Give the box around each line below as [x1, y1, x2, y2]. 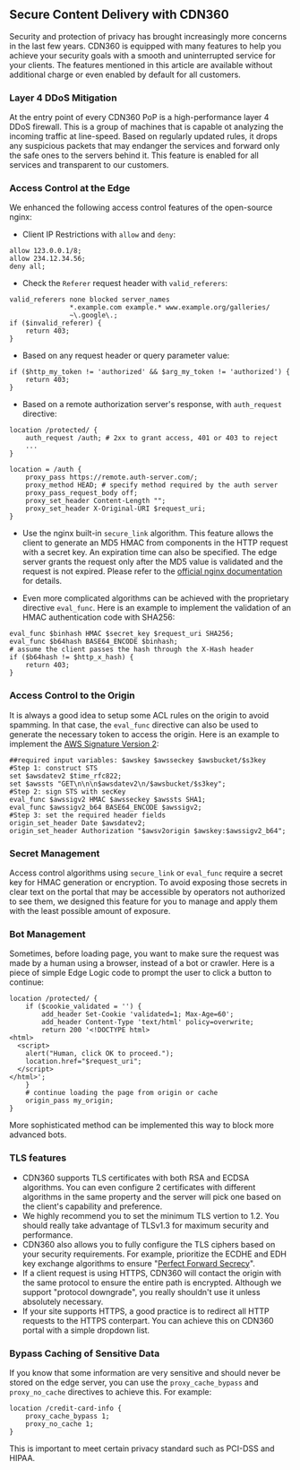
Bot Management [9, 927, 87, 940]
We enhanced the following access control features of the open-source [9, 202, 273, 213]
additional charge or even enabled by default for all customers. [9, 69, 242, 80]
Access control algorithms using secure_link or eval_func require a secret [9, 867, 284, 878]
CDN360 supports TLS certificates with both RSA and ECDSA [21, 1172, 250, 1183]
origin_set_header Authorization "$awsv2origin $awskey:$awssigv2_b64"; [9, 826, 287, 835]
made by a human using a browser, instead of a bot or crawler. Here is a [9, 958, 275, 969]
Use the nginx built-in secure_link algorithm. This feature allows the [21, 528, 274, 539]
